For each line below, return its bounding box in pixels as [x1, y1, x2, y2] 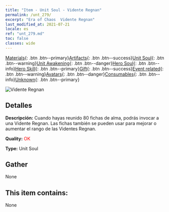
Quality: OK [5, 135, 31, 142]
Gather [5, 160, 28, 169]
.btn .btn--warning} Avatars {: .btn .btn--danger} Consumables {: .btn [5, 71, 147, 77]
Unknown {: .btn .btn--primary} [15, 76, 80, 82]
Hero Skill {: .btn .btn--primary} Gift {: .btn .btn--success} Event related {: [15, 65, 164, 72]
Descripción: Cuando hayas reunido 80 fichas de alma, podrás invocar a [5, 114, 159, 121]
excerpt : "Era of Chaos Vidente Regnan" [5, 17, 95, 22]
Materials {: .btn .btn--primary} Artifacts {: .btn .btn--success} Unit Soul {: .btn [5, 55, 165, 61]
